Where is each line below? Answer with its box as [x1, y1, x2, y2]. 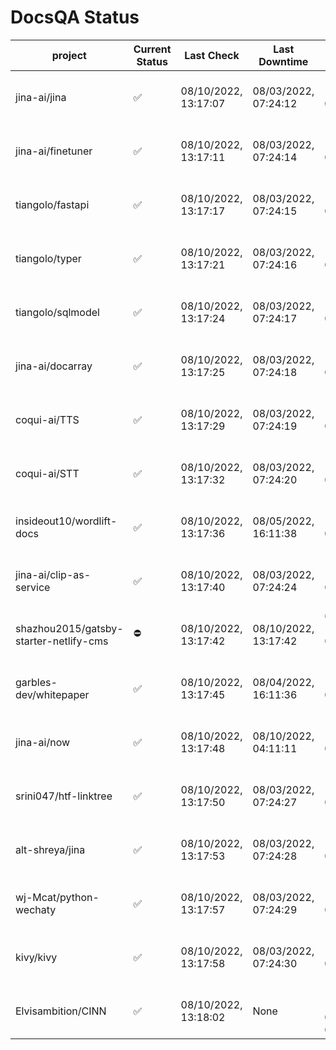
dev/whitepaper [15, 687, 90, 701]
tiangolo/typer [15, 251, 82, 265]
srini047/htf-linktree [15, 789, 113, 803]
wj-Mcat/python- [15, 890, 100, 904]
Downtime [258, 54, 309, 68]
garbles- [15, 675, 58, 689]
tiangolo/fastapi [15, 197, 90, 211]
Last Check [184, 48, 240, 62]
